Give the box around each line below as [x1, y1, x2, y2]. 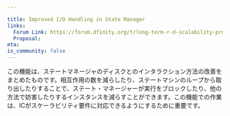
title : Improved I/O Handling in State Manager [7, 16, 146, 23]
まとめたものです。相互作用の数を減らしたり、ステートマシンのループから [7, 76, 216, 84]
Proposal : [13, 35, 41, 42]
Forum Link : [13, 29, 48, 35]
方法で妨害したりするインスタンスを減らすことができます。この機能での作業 [7, 93, 222, 101]
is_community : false [7, 48, 66, 55]
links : [7, 22, 26, 29]
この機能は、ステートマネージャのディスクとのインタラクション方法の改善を [7, 68, 222, 75]
